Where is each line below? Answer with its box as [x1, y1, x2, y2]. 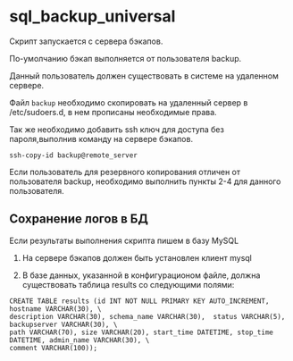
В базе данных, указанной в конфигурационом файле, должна [21, 270, 261, 281]
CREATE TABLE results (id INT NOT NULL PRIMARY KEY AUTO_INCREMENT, [9, 297, 270, 306]
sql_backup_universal [9, 6, 176, 27]
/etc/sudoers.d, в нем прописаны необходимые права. [9, 106, 217, 117]
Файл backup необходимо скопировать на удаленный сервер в [9, 97, 248, 108]
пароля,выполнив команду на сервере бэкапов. [9, 133, 194, 144]
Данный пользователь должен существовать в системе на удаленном [9, 70, 279, 81]
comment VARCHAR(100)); [9, 343, 98, 352]
